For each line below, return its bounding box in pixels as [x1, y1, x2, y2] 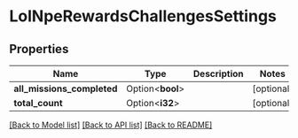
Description [193, 68, 244, 80]
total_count [13, 97, 63, 109]
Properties [9, 42, 69, 57]
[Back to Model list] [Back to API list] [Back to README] [9, 119, 213, 130]
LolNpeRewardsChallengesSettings [9, 6, 278, 27]
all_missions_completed [13, 82, 118, 95]
